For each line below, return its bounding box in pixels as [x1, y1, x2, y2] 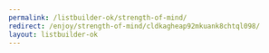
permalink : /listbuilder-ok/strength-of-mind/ [8, 13, 187, 22]
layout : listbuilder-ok [8, 30, 99, 39]
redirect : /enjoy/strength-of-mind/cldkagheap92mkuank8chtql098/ [8, 22, 260, 31]
